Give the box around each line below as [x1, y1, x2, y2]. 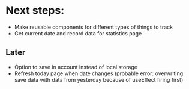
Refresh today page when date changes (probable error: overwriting [14, 70, 184, 77]
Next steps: [5, 4, 65, 17]
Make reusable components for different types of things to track [14, 23, 173, 31]
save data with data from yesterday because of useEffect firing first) [14, 76, 184, 83]
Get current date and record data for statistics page [14, 29, 142, 37]
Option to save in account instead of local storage [14, 63, 137, 70]
